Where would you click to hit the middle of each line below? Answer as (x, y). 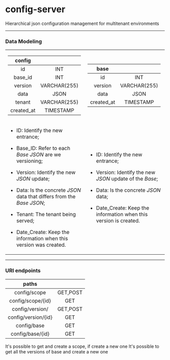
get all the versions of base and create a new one (57, 351)
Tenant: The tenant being (46, 215)
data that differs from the (46, 197)
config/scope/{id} (30, 301)
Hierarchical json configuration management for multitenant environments (82, 23)
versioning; (30, 161)
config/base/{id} (30, 334)
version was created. (41, 245)
